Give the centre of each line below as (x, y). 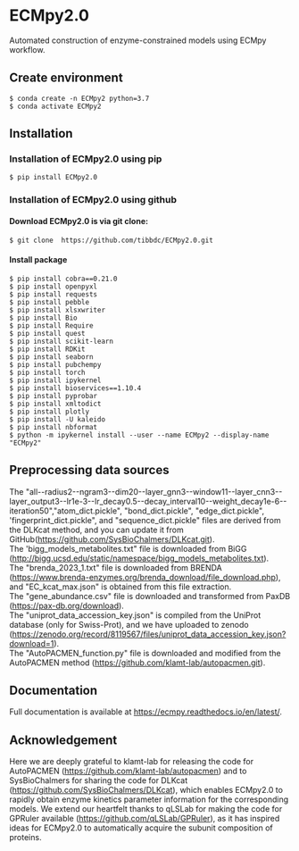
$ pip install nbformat (54, 427)
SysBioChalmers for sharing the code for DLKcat (99, 780)
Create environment (66, 78)
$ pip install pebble (50, 302)
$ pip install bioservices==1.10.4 (75, 388)
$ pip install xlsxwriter (57, 310)
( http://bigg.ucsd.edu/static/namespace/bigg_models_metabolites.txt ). (139, 558)
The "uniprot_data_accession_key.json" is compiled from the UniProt (135, 615)
